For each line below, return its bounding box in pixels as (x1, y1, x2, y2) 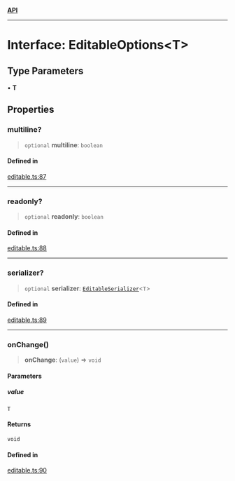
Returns (7, 420, 31, 428)
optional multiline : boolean (24, 140, 104, 149)
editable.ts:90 (7, 466, 48, 475)
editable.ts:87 (7, 172, 47, 181)
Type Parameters (7, 65, 84, 76)
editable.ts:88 (7, 244, 47, 252)
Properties (7, 104, 55, 116)
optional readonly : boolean (24, 212, 104, 221)
